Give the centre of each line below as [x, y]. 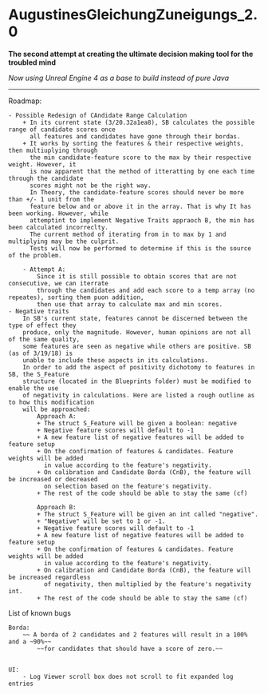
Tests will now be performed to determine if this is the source [140, 248]
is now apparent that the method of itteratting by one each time [142, 171]
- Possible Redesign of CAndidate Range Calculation [98, 115]
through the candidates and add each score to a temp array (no [146, 290]
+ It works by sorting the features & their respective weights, [134, 143]
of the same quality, [44, 339]
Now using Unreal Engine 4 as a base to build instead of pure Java [119, 78]
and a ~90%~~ [30, 641]
